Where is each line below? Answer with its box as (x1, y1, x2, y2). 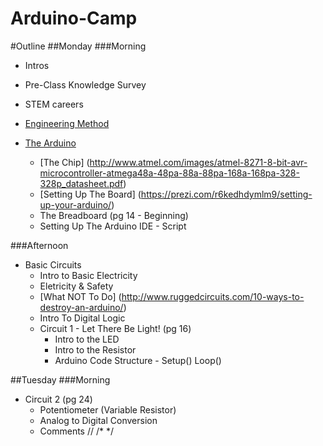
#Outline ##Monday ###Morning (10, 40, 147, 52)
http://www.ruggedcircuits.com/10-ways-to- (121, 290, 305, 302)
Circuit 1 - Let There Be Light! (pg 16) (39, 322, 192, 334)
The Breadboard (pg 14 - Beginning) (39, 209, 189, 221)
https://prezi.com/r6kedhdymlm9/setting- (140, 188, 313, 200)
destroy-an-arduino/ (39, 301, 124, 313)
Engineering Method (24, 117, 110, 129)
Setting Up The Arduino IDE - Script (39, 220, 187, 232)
